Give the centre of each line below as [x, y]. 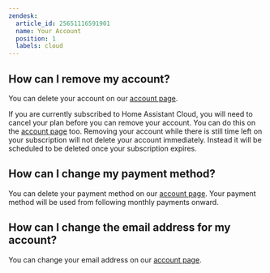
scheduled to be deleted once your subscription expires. [103, 148]
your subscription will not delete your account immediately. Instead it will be [135, 139]
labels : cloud [39, 46]
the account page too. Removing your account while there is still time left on [135, 131]
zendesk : [23, 16]
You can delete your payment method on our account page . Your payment [133, 193]
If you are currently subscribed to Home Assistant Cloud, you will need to [131, 113]
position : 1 [36, 38]
